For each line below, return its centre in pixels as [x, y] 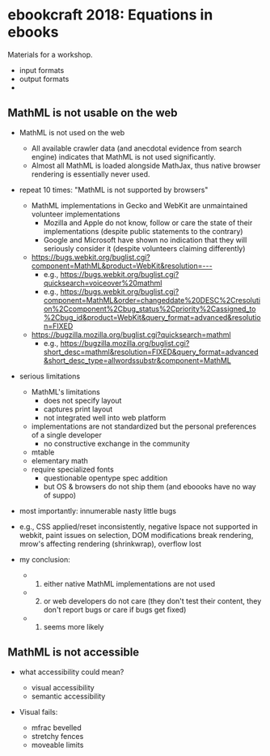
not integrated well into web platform [105, 417]
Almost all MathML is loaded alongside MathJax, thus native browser [146, 165]
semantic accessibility [68, 696]
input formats [42, 70]
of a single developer [67, 434]
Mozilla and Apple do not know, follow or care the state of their [148, 222]
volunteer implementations [76, 214]
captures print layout [78, 409]
